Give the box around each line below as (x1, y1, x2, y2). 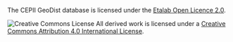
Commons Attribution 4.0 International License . (7, 27, 144, 35)
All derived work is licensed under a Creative (96, 20, 226, 27)
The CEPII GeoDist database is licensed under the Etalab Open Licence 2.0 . (7, 6, 227, 14)
